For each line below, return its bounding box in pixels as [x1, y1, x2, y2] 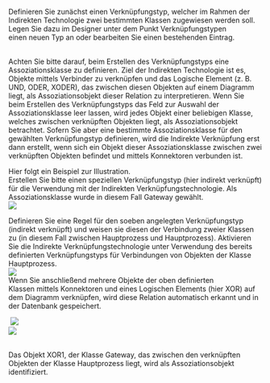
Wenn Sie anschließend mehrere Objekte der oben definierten [8, 276, 214, 285]
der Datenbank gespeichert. [8, 302, 102, 310]
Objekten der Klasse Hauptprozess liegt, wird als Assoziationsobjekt [8, 359, 235, 368]
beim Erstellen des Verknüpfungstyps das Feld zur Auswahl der [8, 100, 219, 109]
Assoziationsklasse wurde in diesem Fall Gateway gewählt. [8, 193, 204, 202]
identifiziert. [8, 367, 48, 377]
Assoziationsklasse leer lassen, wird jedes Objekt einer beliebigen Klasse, [8, 108, 254, 118]
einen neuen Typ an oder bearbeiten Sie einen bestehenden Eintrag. [8, 32, 235, 42]
